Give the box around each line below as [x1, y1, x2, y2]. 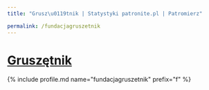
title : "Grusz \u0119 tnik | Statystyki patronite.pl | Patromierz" [7, 10, 203, 17]
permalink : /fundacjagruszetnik [7, 22, 100, 30]
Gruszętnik [7, 53, 73, 68]
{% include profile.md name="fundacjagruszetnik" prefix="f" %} [7, 75, 192, 84]
